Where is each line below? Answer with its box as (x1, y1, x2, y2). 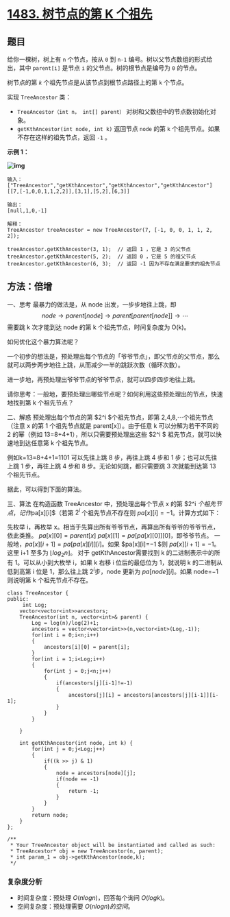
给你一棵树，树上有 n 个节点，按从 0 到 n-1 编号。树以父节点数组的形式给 (7, 56, 213, 63)
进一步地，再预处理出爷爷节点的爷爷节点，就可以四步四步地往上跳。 (7, 375, 199, 383)
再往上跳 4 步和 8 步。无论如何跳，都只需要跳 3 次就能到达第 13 (36, 462, 216, 470)
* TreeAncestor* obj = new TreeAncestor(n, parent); (10, 848, 164, 855)
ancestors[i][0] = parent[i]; (43, 643, 130, 650)
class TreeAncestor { (7, 589, 69, 597)
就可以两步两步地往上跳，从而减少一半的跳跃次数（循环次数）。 (7, 361, 184, 369)
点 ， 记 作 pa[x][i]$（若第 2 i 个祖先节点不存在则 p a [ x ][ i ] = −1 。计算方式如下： (7, 507, 221, 516)
